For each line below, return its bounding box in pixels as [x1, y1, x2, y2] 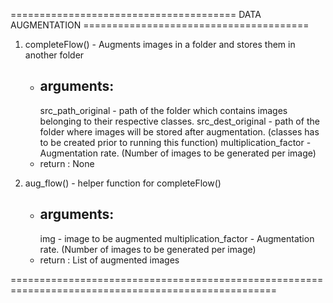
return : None [39, 157, 95, 169]
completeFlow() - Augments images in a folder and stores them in [24, 39, 296, 50]
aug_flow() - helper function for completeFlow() [24, 177, 222, 189]
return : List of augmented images [39, 254, 180, 266]
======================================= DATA [10, 9, 262, 20]
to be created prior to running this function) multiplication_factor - [39, 136, 312, 148]
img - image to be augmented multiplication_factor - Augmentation [39, 232, 315, 244]
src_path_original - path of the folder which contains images [39, 104, 288, 116]
